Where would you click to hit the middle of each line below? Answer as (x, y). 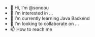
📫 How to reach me (31, 29)
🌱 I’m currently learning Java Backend (50, 18)
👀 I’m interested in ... (31, 13)
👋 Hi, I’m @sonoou (29, 8)
